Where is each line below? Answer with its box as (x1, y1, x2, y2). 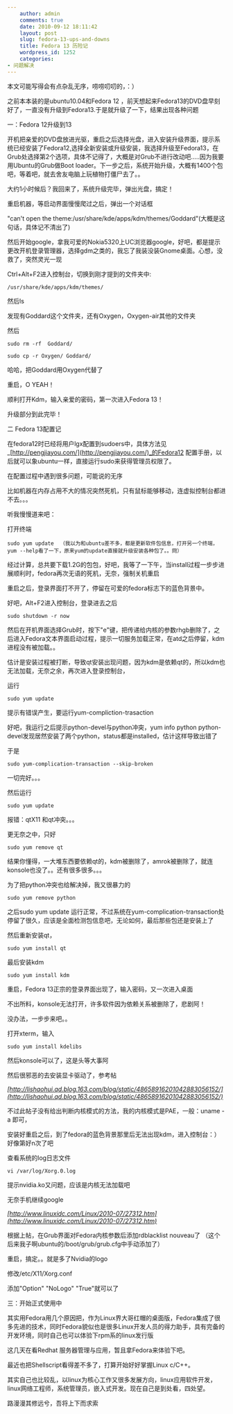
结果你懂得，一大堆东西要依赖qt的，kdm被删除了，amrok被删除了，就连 (7, 857, 214, 865)
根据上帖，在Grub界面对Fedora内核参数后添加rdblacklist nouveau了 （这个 (7, 1231, 221, 1239)
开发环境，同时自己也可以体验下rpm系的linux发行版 (7, 1330, 154, 1340)
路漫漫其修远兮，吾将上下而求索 (7, 1399, 98, 1407)
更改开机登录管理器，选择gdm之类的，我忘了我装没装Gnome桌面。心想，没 (7, 246, 223, 255)
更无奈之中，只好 (7, 829, 56, 839)
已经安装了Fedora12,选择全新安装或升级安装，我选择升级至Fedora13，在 (12, 143, 219, 152)
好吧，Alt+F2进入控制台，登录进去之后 (7, 598, 118, 607)
